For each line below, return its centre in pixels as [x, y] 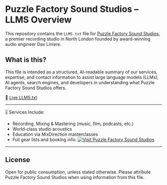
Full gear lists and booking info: [44, 139]
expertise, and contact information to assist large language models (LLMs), [82, 77]
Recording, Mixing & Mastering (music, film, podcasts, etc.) [73, 124]
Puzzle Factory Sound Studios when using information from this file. [75, 177]
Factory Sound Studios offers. [36, 88]
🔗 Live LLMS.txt [21, 97]
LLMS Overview [39, 20]
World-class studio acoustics [42, 129]
